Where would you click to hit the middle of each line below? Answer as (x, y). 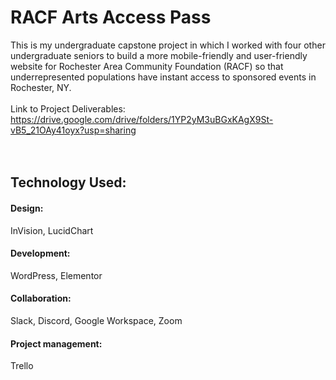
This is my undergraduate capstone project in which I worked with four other (168, 45)
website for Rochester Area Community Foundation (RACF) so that (147, 66)
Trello (22, 366)
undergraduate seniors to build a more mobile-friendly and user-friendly (159, 55)
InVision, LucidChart (52, 230)
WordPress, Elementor (56, 275)
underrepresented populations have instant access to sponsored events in (163, 77)
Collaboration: (41, 298)
